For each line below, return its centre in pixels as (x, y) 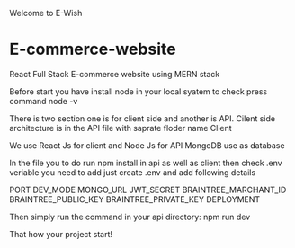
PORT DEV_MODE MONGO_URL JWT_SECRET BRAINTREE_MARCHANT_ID (148, 190)
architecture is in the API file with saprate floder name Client (121, 128)
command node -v (44, 101)
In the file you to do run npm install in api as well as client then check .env (146, 163)
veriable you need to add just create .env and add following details (133, 172)
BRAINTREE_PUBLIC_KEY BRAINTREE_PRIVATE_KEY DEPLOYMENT (135, 199)
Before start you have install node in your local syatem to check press (139, 91)
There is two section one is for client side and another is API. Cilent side (143, 118)
